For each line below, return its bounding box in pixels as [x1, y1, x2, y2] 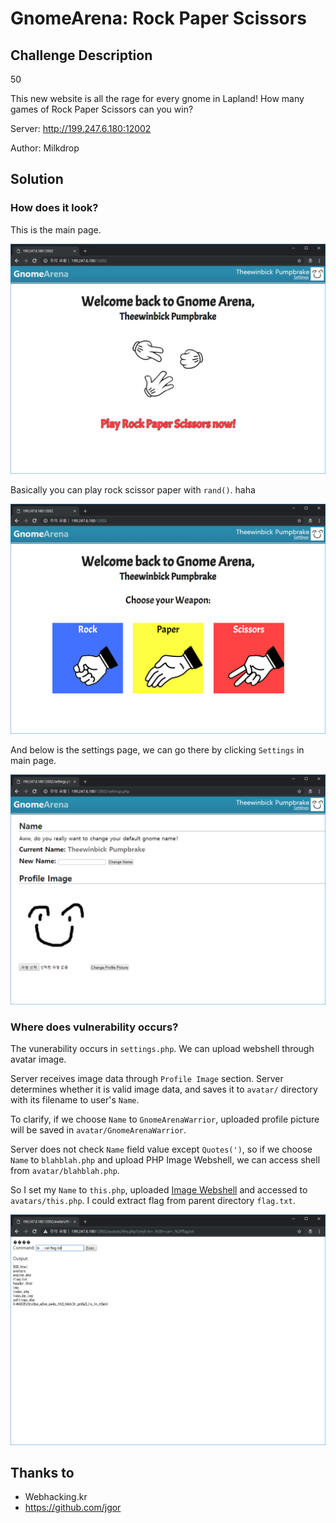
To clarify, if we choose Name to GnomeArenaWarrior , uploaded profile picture [10, 1113, 320, 1126]
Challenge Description [10, 47, 153, 64]
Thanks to [10, 1465, 75, 1481]
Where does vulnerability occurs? [10, 1020, 179, 1034]
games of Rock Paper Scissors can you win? [10, 103, 194, 115]
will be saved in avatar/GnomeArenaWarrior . [10, 1124, 187, 1136]
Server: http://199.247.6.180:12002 [10, 123, 152, 134]
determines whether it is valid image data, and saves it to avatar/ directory [10, 1083, 318, 1096]
